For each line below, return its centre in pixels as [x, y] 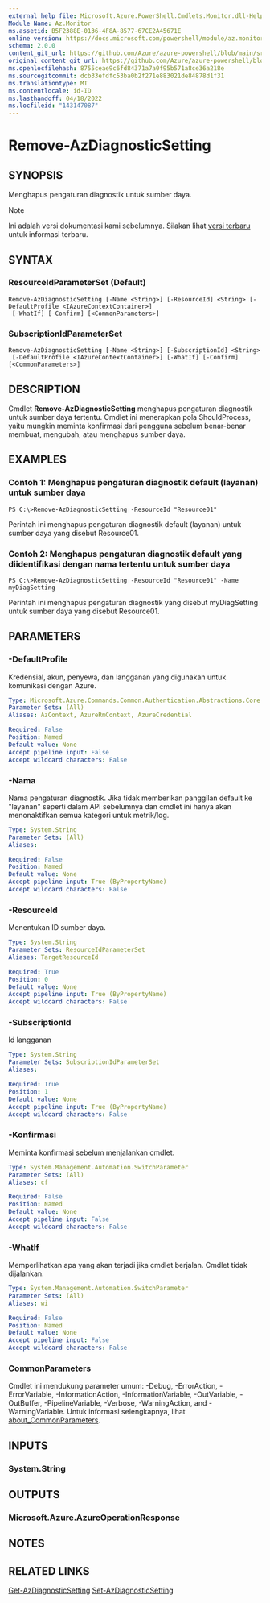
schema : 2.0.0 [32, 46]
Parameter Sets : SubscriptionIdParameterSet [84, 1062]
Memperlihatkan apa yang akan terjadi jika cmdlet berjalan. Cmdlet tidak [128, 1265]
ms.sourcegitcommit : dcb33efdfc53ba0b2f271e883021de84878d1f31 [117, 76]
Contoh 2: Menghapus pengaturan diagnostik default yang [125, 554]
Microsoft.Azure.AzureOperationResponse [94, 1518]
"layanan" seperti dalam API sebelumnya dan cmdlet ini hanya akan [120, 806]
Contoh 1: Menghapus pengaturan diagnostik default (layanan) [133, 483]
